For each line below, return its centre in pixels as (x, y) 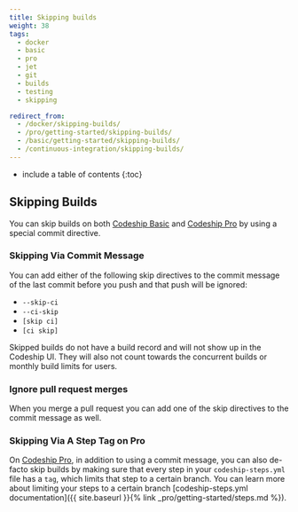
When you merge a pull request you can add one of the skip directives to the (149, 408)
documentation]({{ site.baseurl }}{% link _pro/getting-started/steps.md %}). (148, 498)
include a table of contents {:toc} (82, 174)
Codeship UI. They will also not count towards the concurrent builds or (138, 357)
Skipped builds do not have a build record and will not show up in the (135, 347)
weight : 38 (29, 26)
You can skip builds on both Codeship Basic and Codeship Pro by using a (143, 224)
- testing (35, 91)
